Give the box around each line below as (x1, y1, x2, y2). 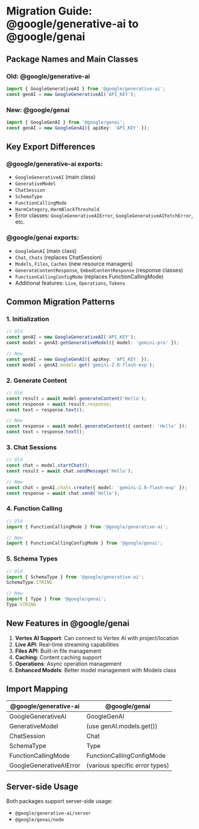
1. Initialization (6, 315, 49, 323)
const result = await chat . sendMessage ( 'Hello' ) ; (6, 468, 134, 475)
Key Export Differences (6, 142, 95, 152)
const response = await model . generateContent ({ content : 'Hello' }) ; (6, 423, 188, 429)
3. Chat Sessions (6, 443, 57, 451)
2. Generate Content (6, 376, 68, 385)
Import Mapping (6, 684, 68, 694)
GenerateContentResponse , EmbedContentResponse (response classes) (14, 266, 183, 274)
